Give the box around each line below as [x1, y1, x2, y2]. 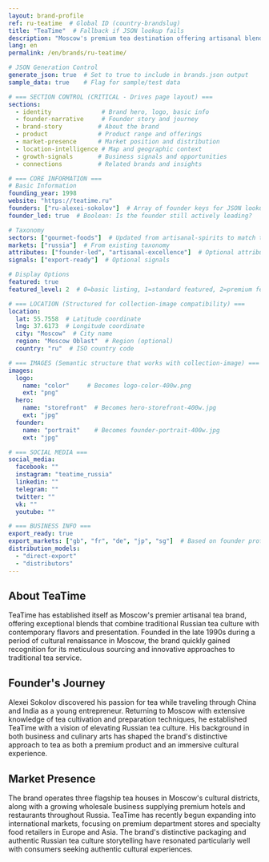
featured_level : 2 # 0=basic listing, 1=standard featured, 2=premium [8, 285, 252, 293]
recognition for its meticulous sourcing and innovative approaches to [8, 645, 235, 654]
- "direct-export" [15, 552, 78, 560]
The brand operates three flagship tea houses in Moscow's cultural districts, [8, 793, 260, 803]
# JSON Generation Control [8, 63, 98, 72]
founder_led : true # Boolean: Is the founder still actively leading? [8, 212, 252, 220]
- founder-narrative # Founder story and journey [15, 115, 199, 123]
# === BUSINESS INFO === [8, 522, 91, 530]
